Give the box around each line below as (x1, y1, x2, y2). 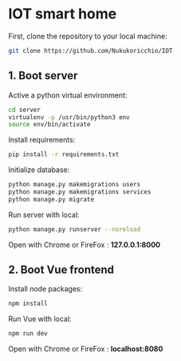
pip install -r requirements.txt (8, 150, 120, 158)
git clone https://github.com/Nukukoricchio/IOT (8, 46, 173, 54)
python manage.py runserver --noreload (8, 225, 141, 233)
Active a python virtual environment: (8, 90, 128, 100)
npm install (8, 299, 48, 308)
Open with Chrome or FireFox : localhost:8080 (8, 344, 163, 354)
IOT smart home (8, 5, 117, 23)
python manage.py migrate (8, 195, 94, 203)
